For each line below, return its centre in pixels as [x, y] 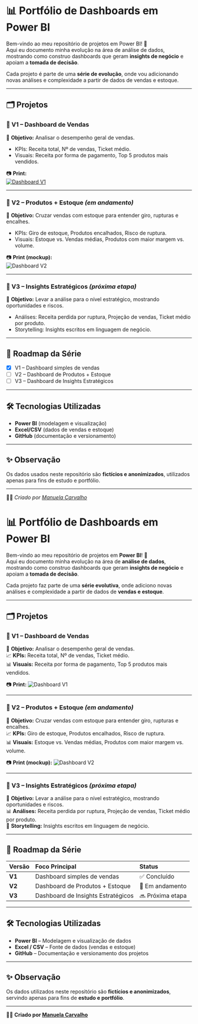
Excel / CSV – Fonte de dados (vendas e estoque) [75, 947]
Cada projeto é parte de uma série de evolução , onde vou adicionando [92, 74]
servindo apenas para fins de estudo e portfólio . [65, 997]
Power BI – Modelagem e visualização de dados [73, 940]
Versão [19, 866]
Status [149, 866]
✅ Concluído [157, 876]
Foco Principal [56, 866]
